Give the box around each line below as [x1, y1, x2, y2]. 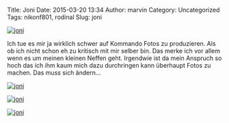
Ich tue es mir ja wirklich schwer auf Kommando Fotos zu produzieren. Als [7, 40, 217, 47]
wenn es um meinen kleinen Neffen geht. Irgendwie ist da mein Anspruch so [7, 54, 222, 62]
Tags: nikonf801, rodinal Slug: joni [7, 13, 103, 21]
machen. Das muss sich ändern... [7, 68, 101, 77]
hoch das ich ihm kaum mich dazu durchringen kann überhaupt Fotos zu [7, 61, 211, 69]
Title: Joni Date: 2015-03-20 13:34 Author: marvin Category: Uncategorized [7, 6, 220, 14]
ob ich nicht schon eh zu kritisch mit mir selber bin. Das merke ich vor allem [7, 47, 221, 55]
